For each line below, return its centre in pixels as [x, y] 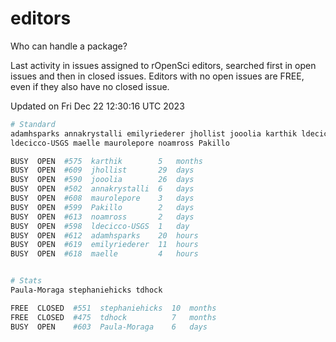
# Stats [26, 281]
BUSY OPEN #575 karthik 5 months [106, 161]
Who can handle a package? [69, 46]
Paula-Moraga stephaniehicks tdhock [86, 290]
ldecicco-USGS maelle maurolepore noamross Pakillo [120, 143]
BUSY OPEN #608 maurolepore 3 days [102, 198]
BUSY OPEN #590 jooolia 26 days [102, 180]
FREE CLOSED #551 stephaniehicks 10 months [113, 308]
